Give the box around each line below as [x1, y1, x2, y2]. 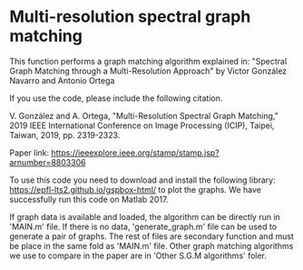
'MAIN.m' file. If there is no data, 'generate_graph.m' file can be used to [9, 221, 278, 232]
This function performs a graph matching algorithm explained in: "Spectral [9, 55, 288, 66]
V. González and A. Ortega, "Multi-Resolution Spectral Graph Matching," [9, 110, 279, 121]
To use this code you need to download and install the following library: [9, 175, 276, 185]
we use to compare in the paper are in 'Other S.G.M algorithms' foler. [9, 250, 268, 261]
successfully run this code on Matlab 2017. [9, 194, 169, 205]
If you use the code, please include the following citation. [9, 93, 223, 104]
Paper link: [9, 147, 50, 158]
